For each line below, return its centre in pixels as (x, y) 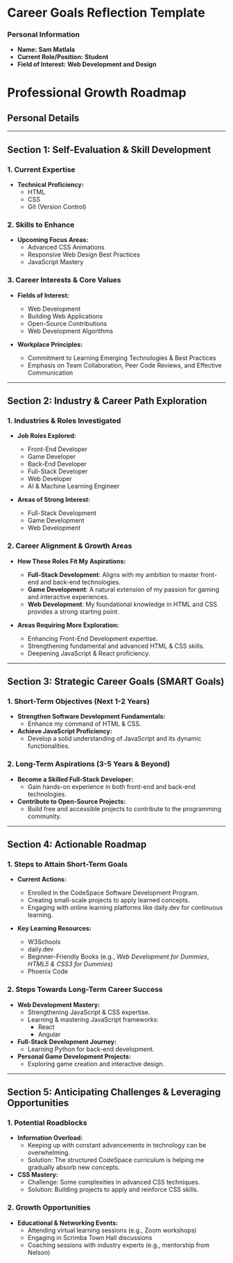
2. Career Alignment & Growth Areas (70, 546)
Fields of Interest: (43, 295)
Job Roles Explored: (46, 436)
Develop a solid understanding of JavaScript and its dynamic (114, 739)
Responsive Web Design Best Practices (84, 254)
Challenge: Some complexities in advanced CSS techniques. (114, 1182)
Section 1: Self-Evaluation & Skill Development (109, 150)
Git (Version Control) (57, 207)
